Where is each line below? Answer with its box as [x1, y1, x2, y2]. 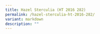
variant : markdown [5, 16, 43, 21]
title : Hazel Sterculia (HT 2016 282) [5, 7, 86, 12]
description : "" [5, 21, 39, 26]
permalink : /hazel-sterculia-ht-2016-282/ [5, 12, 95, 17]
